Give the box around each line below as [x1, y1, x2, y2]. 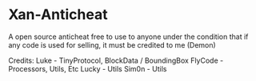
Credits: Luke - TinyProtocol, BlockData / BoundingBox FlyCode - [8, 56, 224, 65]
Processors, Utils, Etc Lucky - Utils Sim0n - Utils [8, 64, 167, 73]
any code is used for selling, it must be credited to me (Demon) [8, 40, 216, 49]
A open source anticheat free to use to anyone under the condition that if [8, 32, 249, 41]
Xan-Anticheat [8, 6, 108, 24]
